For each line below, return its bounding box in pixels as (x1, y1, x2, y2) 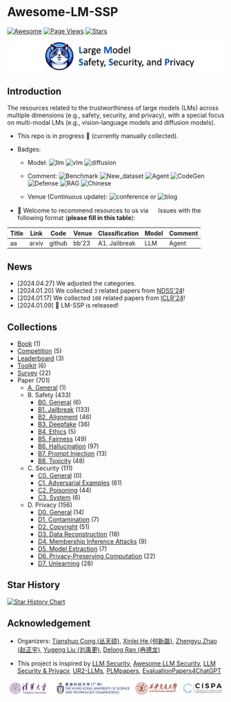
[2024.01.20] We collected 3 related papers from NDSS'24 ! (17, 287, 185, 295)
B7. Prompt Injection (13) (37, 449, 108, 457)
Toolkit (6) (17, 361, 47, 370)
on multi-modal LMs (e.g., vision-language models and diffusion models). (7, 119, 216, 127)
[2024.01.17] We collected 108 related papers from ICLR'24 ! (17, 294, 185, 302)
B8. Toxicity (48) (37, 457, 85, 465)
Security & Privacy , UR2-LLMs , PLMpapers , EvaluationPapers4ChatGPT (17, 666, 222, 674)
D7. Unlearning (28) (37, 559, 94, 568)
